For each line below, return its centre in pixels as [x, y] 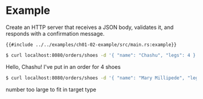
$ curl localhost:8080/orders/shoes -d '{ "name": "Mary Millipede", [95, 78]
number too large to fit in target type [51, 89]
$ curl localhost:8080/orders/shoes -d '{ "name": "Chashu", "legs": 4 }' [102, 55]
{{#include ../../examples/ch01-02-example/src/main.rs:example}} [91, 45]
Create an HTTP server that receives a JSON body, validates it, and [90, 27]
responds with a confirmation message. [55, 33]
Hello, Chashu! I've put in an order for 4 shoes [63, 66]
